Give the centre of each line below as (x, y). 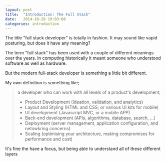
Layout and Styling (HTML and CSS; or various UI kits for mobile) (92, 107)
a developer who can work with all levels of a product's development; (89, 92)
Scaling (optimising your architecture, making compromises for (90, 134)
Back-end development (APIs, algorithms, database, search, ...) (90, 118)
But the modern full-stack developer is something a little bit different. (76, 73)
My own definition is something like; (42, 83)
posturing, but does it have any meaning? (48, 43)
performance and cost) (49, 139)
